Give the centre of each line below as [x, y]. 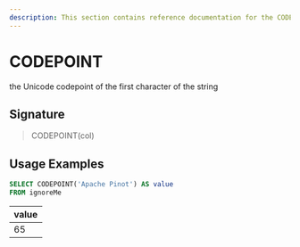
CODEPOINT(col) [63, 136]
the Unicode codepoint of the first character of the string [114, 86]
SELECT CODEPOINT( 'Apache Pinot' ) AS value [92, 185]
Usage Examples [57, 164]
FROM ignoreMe [36, 193]
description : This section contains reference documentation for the [142, 17]
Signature [37, 114]
